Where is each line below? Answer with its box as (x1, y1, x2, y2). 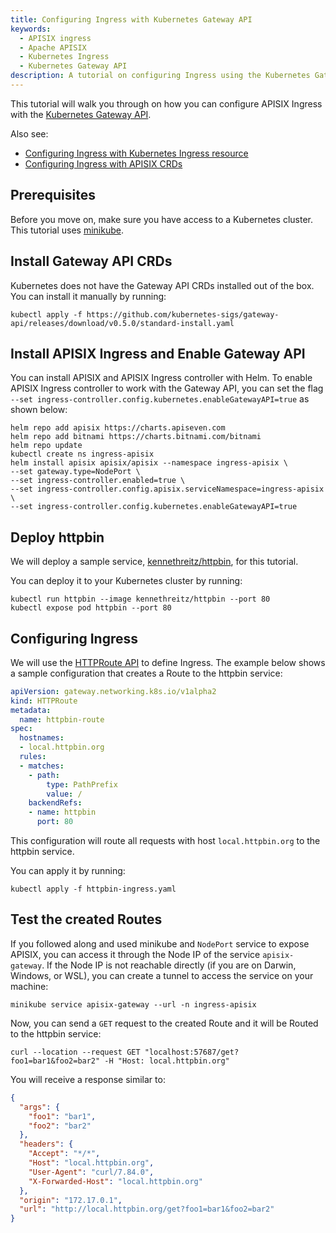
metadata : (10, 705, 52, 715)
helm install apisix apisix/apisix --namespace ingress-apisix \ (10, 458, 288, 468)
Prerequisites (10, 187, 96, 204)
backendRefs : (28, 798, 83, 808)
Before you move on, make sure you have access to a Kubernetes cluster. (10, 213, 313, 225)
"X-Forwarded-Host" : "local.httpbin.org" (28, 1176, 203, 1186)
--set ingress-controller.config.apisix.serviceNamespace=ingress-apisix (10, 484, 325, 495)
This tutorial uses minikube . (10, 224, 124, 236)
